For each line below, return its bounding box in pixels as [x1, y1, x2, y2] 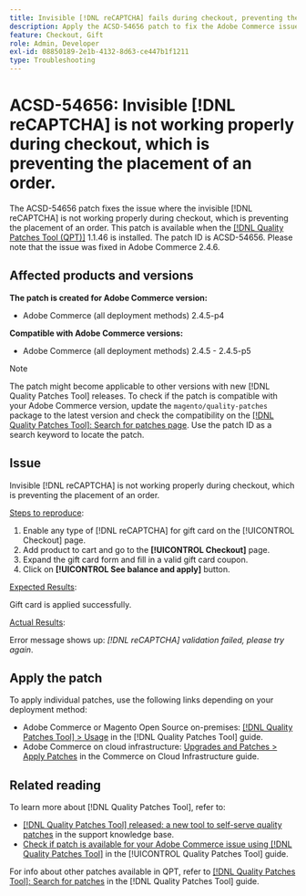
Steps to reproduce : [9, 507, 85, 518]
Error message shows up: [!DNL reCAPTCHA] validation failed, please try [9, 634, 285, 645]
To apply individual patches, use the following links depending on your [9, 694, 274, 705]
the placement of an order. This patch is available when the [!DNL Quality [9, 222, 284, 233]
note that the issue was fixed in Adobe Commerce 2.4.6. [9, 241, 220, 252]
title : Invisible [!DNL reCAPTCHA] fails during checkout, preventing [9, 13, 283, 23]
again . [9, 644, 34, 655]
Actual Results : [9, 617, 66, 628]
